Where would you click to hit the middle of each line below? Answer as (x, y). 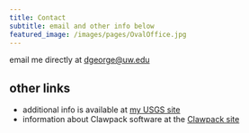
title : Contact (38, 18)
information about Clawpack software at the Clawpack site (131, 120)
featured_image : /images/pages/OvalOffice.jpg (98, 34)
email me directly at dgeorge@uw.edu (80, 60)
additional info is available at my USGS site (101, 110)
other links (40, 88)
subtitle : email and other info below (82, 26)
